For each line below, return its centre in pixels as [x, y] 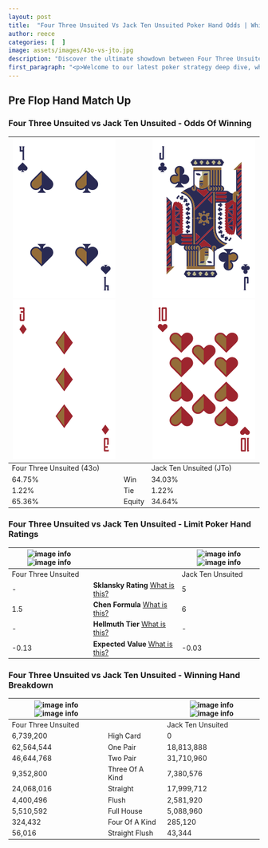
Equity [134, 502]
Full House [125, 811]
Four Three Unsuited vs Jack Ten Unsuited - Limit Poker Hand [130, 524]
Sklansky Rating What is [134, 585]
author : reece [32, 34]
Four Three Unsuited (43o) [56, 468]
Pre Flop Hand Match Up [70, 101]
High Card [124, 736]
